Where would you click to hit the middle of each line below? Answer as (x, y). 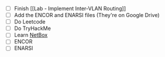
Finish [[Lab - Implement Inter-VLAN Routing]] (70, 9)
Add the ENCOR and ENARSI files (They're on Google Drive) (87, 15)
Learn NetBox (31, 35)
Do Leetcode (30, 22)
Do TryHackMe (32, 28)
